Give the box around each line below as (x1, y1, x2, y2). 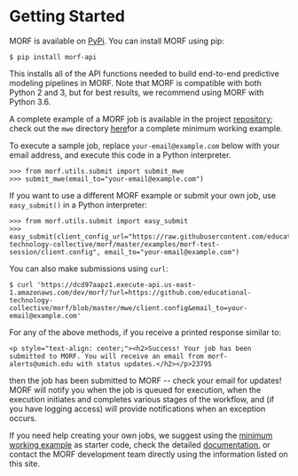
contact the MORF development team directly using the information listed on (9, 449, 288, 459)
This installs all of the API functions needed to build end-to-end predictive (9, 68, 279, 79)
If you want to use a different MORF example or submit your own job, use (9, 190, 277, 200)
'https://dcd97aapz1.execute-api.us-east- (36, 280, 197, 289)
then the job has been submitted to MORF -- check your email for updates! (9, 375, 282, 386)
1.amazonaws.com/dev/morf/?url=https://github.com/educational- (9, 288, 252, 297)
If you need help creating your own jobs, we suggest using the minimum (9, 430, 273, 441)
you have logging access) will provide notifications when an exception (9, 403, 266, 414)
